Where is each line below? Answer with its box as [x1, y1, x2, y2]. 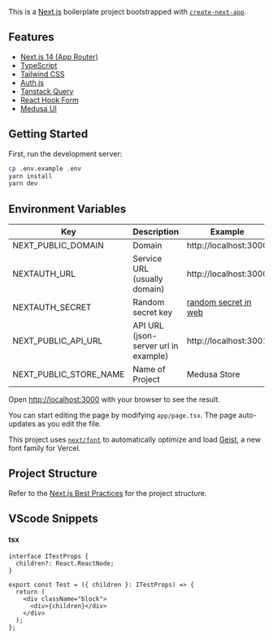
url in [159, 340, 179, 352]
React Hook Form [19, 95, 79, 105]
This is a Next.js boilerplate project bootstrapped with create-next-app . [8, 7, 246, 16]
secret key [132, 307, 173, 318]
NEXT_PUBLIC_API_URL [12, 335, 103, 347]
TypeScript [19, 60, 58, 70]
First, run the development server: [8, 149, 123, 158]
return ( [15, 588, 45, 596]
